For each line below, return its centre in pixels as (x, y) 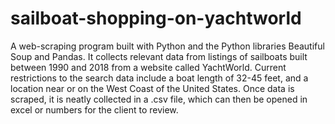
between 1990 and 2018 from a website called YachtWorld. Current (148, 67)
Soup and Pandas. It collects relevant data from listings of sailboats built (159, 56)
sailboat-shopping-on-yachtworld (156, 18)
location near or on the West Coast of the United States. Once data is (152, 88)
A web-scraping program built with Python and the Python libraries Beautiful (167, 46)
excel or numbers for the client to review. (94, 109)
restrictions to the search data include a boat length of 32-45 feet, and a (159, 78)
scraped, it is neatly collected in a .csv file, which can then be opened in (159, 99)
